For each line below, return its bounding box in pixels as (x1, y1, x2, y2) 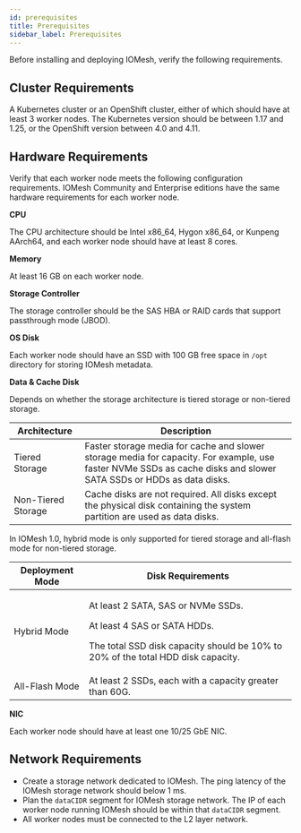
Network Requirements (9, 751, 142, 767)
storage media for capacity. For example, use (84, 451, 275, 463)
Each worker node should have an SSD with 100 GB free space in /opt (9, 350, 268, 360)
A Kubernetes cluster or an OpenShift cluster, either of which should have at (9, 104, 290, 115)
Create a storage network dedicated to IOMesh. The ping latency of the (21, 776, 287, 786)
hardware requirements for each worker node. (9, 192, 180, 202)
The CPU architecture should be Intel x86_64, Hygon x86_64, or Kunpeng (9, 227, 279, 237)
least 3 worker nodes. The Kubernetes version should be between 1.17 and (9, 114, 284, 125)
